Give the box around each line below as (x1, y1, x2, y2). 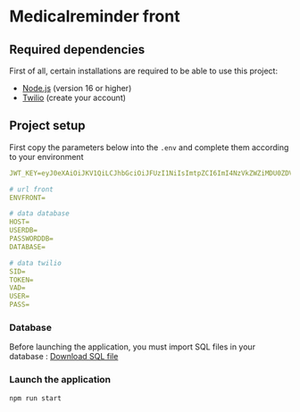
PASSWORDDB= (9, 234, 54, 243)
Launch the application (9, 374, 112, 386)
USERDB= (9, 226, 38, 235)
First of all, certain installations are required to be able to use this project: (9, 65, 279, 76)
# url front (9, 185, 54, 194)
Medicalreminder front (9, 6, 180, 27)
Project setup (9, 118, 87, 133)
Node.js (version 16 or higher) (21, 83, 132, 93)
